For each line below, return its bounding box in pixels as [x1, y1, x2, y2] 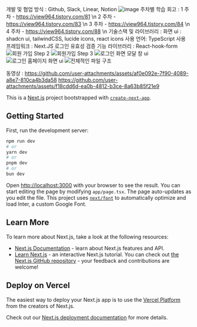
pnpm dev [6, 160, 28, 166]
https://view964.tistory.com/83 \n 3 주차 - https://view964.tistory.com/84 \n [6, 21, 190, 27]
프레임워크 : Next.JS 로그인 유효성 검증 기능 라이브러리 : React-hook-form [6, 42, 178, 49]
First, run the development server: [6, 127, 89, 134]
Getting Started [6, 111, 64, 121]
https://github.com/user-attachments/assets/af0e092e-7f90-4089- [24, 70, 189, 77]
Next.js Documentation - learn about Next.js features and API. [14, 245, 165, 252]
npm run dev [6, 138, 35, 144]
